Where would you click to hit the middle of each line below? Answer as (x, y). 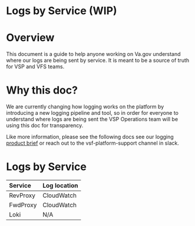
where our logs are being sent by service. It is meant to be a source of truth (98, 61)
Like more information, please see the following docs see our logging (90, 137)
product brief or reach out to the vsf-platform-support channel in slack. (93, 143)
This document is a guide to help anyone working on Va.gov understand (93, 54)
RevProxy (22, 195)
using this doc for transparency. (45, 125)
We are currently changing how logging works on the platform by (85, 107)
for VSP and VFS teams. (35, 67)
